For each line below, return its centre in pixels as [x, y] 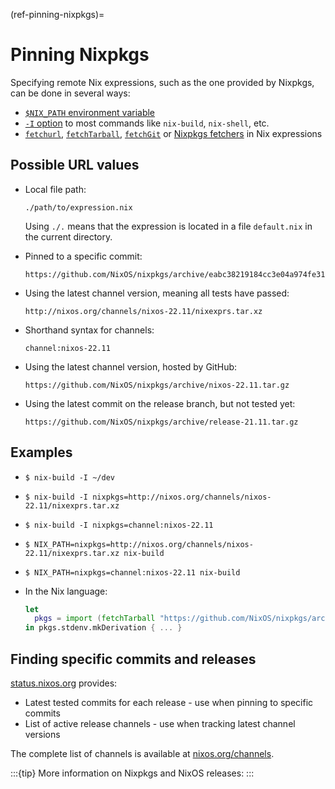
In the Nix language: [66, 591]
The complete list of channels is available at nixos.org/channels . [142, 753]
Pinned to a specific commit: [83, 256]
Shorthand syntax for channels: [89, 330]
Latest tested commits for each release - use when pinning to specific [169, 702]
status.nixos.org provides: [64, 683]
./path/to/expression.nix [78, 207]
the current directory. [68, 236]
